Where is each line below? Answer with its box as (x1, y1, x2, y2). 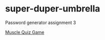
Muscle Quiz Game (5, 29, 44, 35)
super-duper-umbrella (5, 3, 100, 14)
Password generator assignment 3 (5, 19, 76, 25)
